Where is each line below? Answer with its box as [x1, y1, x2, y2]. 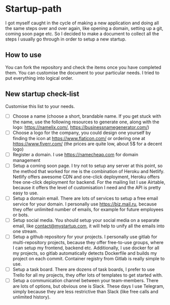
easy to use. [12, 190, 39, 196]
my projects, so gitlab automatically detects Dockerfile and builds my [12, 250, 157, 256]
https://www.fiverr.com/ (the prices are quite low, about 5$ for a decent [12, 141, 162, 147]
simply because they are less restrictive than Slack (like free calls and [12, 289, 159, 295]
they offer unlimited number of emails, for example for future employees [12, 206, 164, 212]
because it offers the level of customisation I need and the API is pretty [12, 184, 161, 190]
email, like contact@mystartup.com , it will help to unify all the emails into [12, 223, 165, 229]
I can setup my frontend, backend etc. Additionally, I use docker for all [12, 245, 160, 251]
